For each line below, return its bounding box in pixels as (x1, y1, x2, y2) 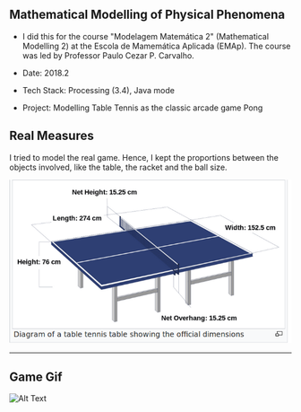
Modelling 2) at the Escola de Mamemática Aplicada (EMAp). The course (21, 40, 291, 51)
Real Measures (9, 128, 94, 144)
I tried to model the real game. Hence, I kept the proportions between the (9, 152, 279, 162)
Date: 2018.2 (21, 67, 70, 78)
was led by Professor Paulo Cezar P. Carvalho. (21, 49, 194, 61)
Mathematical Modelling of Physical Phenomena (9, 7, 285, 22)
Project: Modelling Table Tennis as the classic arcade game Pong (21, 102, 263, 113)
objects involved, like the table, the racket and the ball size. (9, 162, 228, 172)
